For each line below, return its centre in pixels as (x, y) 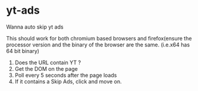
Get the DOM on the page (46, 68)
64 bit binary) (23, 51)
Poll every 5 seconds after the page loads (66, 75)
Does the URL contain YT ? (48, 62)
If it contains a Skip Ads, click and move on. (68, 81)
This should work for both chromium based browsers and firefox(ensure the (99, 38)
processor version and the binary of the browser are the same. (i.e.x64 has (98, 45)
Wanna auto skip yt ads (35, 27)
